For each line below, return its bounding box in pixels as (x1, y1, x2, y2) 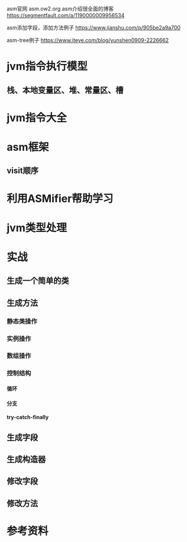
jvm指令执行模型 (7, 60, 88, 73)
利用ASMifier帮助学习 (7, 192, 114, 205)
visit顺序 (7, 165, 39, 176)
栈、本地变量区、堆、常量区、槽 (7, 85, 124, 95)
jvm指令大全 (7, 111, 67, 125)
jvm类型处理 (7, 221, 67, 234)
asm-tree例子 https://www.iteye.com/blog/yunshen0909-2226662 (7, 37, 169, 43)
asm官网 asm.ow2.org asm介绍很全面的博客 (7, 5, 114, 12)
